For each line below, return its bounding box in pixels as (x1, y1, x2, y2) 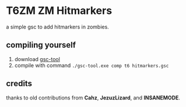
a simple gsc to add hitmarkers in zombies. (6, 23, 109, 30)
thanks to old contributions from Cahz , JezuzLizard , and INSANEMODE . (6, 94, 181, 101)
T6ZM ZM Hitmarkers (6, 4, 113, 17)
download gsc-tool (14, 55, 60, 62)
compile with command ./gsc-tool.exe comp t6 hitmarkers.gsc (14, 62, 169, 69)
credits (6, 79, 33, 88)
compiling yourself (6, 40, 76, 50)
